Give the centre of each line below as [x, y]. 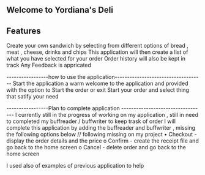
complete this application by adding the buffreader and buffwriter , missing [101, 128]
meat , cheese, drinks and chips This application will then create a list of [97, 52]
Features [24, 31]
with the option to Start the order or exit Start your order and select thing [98, 90]
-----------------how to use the [46, 77]
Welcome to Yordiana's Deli [60, 10]
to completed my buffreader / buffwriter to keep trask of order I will [91, 121]
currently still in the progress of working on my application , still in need [108, 115]
